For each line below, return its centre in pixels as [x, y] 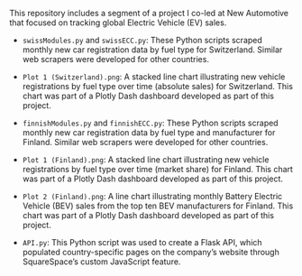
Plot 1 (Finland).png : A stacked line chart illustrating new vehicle [146, 160]
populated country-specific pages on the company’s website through [151, 252]
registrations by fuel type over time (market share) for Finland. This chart [157, 169]
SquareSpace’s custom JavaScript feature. [101, 262]
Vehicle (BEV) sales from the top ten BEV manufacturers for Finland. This [158, 206]
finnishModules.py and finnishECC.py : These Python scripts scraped [150, 123]
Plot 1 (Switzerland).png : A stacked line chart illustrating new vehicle [154, 77]
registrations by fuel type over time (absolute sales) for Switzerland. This [157, 86]
